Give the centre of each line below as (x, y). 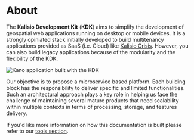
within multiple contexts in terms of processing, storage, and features (92, 107)
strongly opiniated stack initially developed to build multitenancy (85, 39)
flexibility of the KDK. (32, 58)
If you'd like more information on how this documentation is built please (94, 125)
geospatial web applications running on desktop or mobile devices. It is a (96, 33)
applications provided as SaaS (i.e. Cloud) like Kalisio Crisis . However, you (97, 46)
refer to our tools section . (37, 131)
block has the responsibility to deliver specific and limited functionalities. (96, 88)
